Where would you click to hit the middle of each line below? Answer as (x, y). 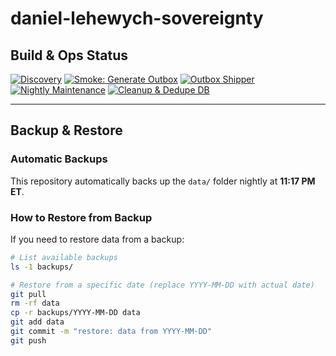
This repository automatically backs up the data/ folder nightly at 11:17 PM (163, 181)
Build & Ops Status (69, 55)
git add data (37, 322)
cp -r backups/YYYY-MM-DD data (75, 313)
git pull (28, 294)
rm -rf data (35, 303)
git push (28, 340)
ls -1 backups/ (42, 267)
